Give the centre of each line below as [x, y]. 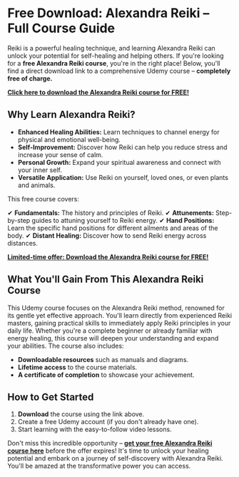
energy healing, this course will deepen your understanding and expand [113, 338]
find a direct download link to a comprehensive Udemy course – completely [119, 71]
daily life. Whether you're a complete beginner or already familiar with [110, 331]
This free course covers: [44, 199]
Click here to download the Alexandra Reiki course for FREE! [98, 92]
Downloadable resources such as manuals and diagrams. [103, 359]
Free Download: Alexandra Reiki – [108, 13]
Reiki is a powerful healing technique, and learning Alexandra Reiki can [111, 48]
